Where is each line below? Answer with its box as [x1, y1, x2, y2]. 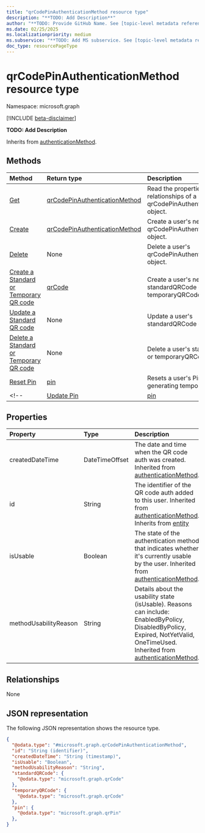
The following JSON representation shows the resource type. [6, 725, 160, 732]
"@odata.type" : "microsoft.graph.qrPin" [17, 810, 121, 816]
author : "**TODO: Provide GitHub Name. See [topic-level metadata [6, 20, 179, 26]
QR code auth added [134, 488, 194, 497]
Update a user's [147, 312, 193, 320]
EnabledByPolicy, [134, 615, 185, 624]
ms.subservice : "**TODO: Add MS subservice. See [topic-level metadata [6, 37, 192, 43]
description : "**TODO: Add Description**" [6, 15, 116, 21]
